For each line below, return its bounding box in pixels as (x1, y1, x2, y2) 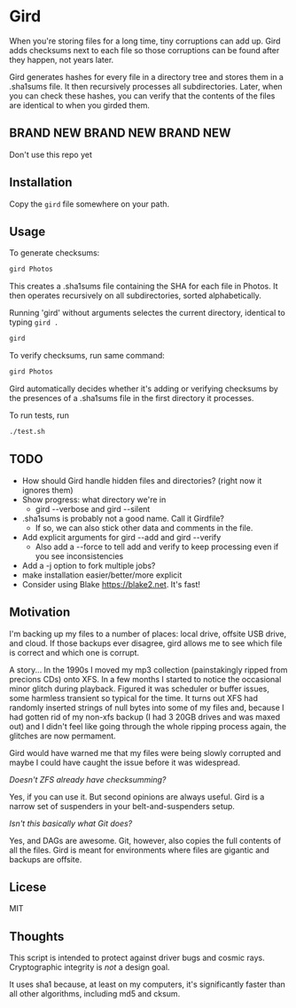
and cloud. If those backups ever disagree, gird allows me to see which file (9, 637, 283, 649)
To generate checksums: (9, 248, 100, 258)
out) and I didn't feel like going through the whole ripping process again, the (9, 721, 286, 731)
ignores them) (21, 484, 74, 495)
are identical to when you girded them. (9, 99, 151, 110)
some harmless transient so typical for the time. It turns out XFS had (9, 692, 259, 703)
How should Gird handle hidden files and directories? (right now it (21, 475, 262, 485)
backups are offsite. (9, 854, 82, 864)
